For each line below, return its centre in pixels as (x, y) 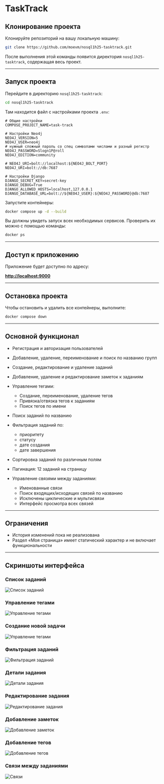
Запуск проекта (31, 82)
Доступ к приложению (42, 255)
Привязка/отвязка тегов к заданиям (57, 401)
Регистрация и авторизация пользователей (58, 348)
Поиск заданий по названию (42, 415)
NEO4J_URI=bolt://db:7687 (31, 168)
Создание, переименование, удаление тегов (66, 395)
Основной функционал (42, 337)
